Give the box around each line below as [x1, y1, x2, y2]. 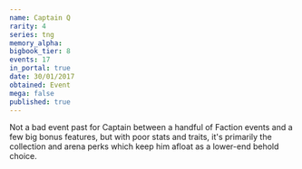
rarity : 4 [9, 22, 47, 31]
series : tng [9, 30, 54, 39]
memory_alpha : [9, 38, 63, 48]
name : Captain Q [9, 13, 71, 23]
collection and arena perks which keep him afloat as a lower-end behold [9, 141, 279, 152]
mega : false [9, 89, 54, 98]
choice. [9, 151, 38, 162]
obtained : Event [9, 80, 71, 89]
